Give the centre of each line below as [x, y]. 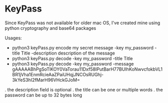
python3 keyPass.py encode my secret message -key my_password [83, 47]
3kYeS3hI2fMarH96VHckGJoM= [46, 80]
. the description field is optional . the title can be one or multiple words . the [84, 89]
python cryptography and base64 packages [50, 28]
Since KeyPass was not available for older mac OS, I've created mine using [82, 23]
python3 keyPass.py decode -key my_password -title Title [72, 58]
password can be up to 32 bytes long [44, 95]
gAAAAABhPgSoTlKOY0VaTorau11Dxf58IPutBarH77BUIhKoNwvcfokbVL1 [87, 69]
